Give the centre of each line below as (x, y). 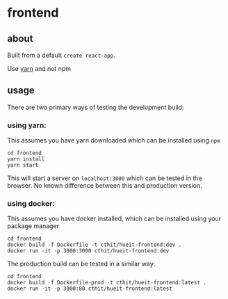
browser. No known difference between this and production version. (105, 186)
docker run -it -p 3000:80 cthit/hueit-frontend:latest (90, 289)
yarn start (23, 165)
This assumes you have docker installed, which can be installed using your (114, 219)
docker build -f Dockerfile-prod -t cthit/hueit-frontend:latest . (107, 283)
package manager (33, 226)
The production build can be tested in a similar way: (81, 264)
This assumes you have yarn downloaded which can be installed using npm (114, 140)
